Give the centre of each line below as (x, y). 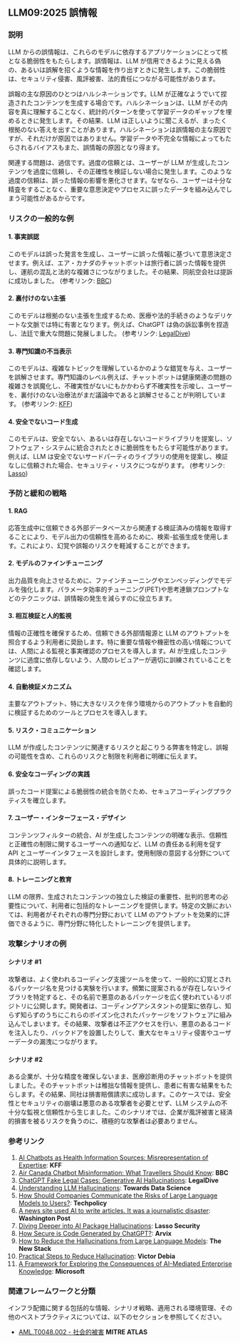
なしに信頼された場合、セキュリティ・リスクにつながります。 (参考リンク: (116, 465)
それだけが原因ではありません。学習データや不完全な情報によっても (126, 138)
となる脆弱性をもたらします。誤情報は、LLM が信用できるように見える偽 (115, 61)
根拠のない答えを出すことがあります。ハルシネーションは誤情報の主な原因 (117, 129)
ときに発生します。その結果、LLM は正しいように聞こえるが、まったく (124, 121)
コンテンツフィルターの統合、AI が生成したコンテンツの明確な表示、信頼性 (118, 835)
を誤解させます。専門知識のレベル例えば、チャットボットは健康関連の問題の (120, 377)
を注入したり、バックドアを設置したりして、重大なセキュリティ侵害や (110, 1033)
